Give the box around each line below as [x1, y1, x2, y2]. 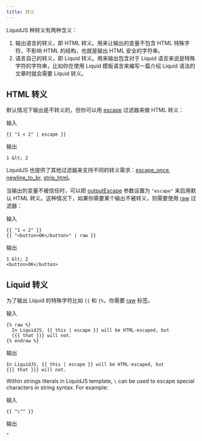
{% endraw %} [6, 338, 39, 344]
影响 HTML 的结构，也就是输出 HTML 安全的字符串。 [31, 47, 164, 54]
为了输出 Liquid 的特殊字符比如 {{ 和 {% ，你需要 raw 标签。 [6, 297, 153, 304]
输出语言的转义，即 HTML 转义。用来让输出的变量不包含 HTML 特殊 [15, 39, 185, 46]
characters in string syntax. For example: [6, 384, 109, 391]
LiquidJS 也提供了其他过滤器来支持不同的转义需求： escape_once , [6, 167, 171, 174]
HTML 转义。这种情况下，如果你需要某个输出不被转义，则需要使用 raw [13, 195, 190, 202]
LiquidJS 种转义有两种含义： [6, 26, 78, 33]
